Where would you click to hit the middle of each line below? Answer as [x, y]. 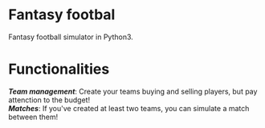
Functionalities [59, 69]
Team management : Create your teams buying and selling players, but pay [133, 91]
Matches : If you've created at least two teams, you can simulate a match [129, 108]
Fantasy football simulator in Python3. [71, 37]
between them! [33, 117]
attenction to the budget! [49, 100]
